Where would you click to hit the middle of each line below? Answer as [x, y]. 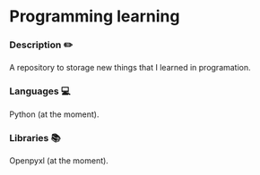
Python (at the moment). [54, 114]
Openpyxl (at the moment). [59, 161]
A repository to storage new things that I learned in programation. [130, 68]
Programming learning [95, 17]
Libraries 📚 [35, 137]
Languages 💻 [40, 91]
